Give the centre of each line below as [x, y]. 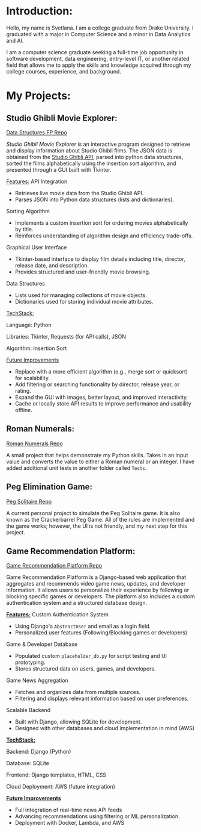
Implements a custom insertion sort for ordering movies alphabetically [101, 223]
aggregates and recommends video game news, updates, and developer [96, 584]
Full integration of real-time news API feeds [68, 810]
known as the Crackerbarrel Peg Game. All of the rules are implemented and [100, 519]
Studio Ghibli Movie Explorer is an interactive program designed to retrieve [98, 144]
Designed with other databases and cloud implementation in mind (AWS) [105, 728]
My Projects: [38, 96]
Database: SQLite [28, 763]
